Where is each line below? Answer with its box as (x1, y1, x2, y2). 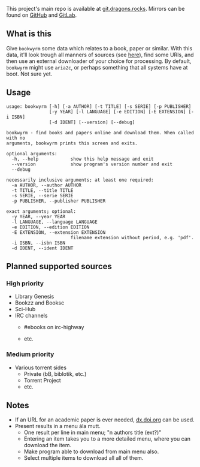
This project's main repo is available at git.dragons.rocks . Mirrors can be (6, 5, 185, 12)
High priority (6, 279, 44, 287)
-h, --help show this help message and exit (11, 156, 154, 162)
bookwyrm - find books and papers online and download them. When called (6, 129, 195, 135)
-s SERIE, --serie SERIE (11, 192, 74, 198)
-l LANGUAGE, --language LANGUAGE (11, 219, 98, 225)
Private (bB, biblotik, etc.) (23, 370, 87, 377)
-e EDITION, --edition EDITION (11, 224, 90, 230)
